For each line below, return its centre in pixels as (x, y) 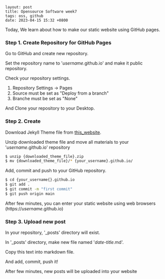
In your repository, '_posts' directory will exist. (53, 232)
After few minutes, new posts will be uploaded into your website (71, 271)
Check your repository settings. (38, 78)
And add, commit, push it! (32, 262)
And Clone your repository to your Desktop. (50, 108)
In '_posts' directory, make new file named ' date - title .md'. (64, 242)
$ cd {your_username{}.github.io (40, 180)
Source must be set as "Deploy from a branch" (60, 93)
